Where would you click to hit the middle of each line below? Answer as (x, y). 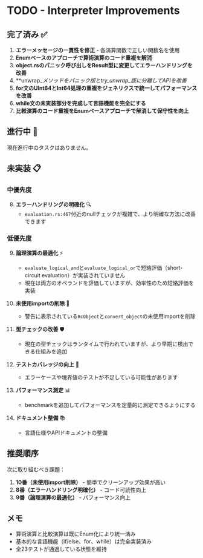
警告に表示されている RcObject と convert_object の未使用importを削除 (110, 316)
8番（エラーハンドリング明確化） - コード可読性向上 (81, 489)
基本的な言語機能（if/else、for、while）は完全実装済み (84, 542)
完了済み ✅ (27, 34)
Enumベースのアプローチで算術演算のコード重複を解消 (84, 58)
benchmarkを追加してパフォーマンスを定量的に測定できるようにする (110, 405)
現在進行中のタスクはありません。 (49, 147)
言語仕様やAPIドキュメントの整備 (66, 432)
